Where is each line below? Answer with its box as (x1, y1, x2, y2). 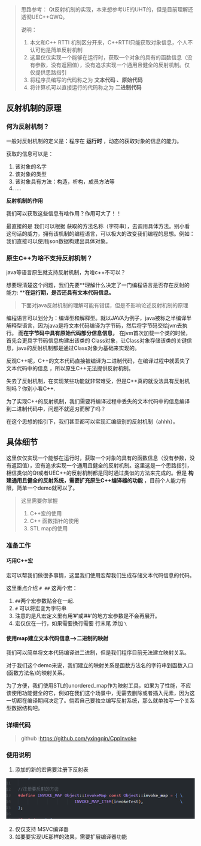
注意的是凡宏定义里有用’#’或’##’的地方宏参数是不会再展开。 (14, 612, 160, 619)
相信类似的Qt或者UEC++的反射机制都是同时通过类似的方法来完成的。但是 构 (6, 469, 194, 476)
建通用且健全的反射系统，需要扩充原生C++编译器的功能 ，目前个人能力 (6, 476, 181, 484)
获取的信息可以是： (6, 150, 54, 157)
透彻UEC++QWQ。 (20, 13, 68, 20)
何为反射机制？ (6, 122, 50, 131)
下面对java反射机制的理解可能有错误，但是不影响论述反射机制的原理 (20, 301, 188, 308)
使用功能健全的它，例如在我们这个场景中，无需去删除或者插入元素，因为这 (11, 689, 195, 697)
